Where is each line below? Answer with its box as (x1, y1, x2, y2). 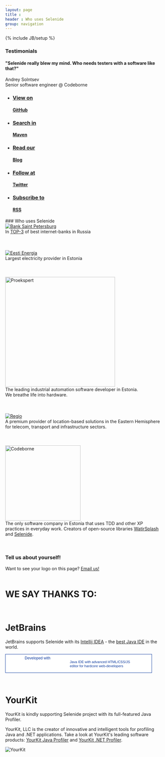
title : (5, 12, 22, 17)
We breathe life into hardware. (5, 392, 68, 398)
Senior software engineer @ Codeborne (5, 82, 88, 88)
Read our (12, 144, 35, 151)
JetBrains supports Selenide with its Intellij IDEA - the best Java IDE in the (5, 639, 157, 645)
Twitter (12, 182, 28, 188)
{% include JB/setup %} (5, 35, 55, 41)
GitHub (12, 106, 28, 113)
